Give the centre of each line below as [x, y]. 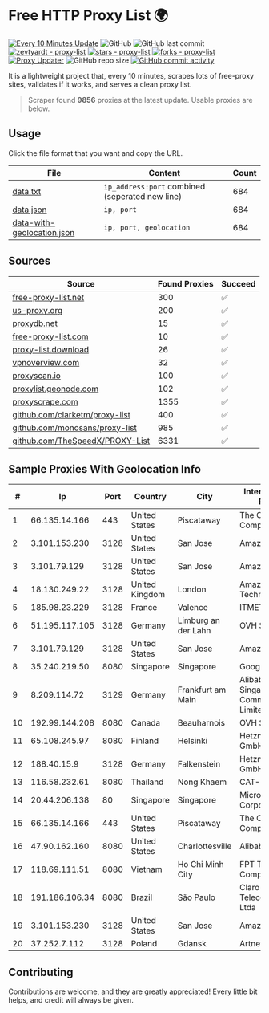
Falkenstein [199, 764]
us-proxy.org [38, 310]
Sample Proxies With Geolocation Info [105, 469]
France [144, 608]
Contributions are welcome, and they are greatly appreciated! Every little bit [133, 991]
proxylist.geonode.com [56, 389]
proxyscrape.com [45, 401]
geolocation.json [44, 232]
